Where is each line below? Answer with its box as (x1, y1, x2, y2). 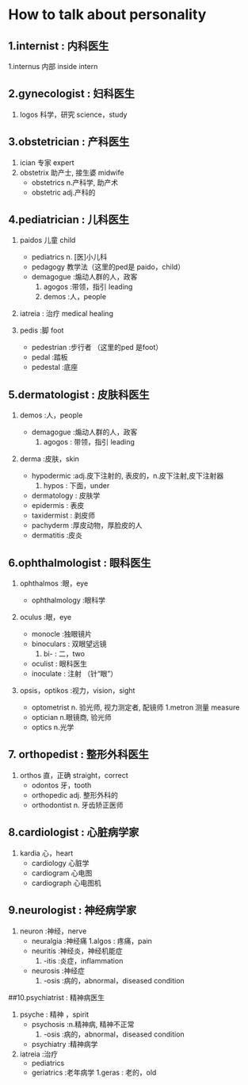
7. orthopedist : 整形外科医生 (8, 748, 149, 761)
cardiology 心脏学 (31, 858, 90, 868)
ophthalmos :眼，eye (19, 579, 89, 588)
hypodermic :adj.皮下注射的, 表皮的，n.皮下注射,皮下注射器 (31, 471, 224, 481)
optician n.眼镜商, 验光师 (31, 713, 113, 722)
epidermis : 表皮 (31, 501, 85, 510)
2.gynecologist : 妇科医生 (8, 87, 135, 101)
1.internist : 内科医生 (8, 39, 109, 52)
